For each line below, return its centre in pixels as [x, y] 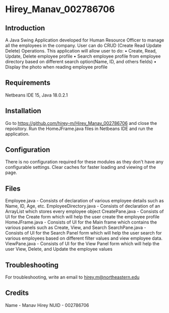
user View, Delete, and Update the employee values [59, 249]
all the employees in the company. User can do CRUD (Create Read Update [83, 46]
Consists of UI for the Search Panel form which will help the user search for [84, 233]
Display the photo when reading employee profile [56, 67]
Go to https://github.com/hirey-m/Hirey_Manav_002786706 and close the [81, 123]
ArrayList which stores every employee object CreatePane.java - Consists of [84, 211]
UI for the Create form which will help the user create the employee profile [82, 217]
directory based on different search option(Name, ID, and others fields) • [81, 61]
